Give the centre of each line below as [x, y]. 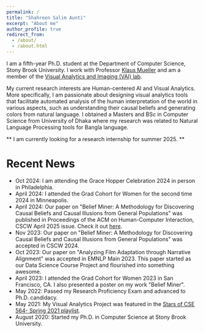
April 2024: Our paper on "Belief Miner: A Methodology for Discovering [104, 207]
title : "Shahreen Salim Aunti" [46, 18]
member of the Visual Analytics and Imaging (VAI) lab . [74, 76]
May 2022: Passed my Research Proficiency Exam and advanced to [100, 291]
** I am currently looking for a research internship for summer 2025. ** [96, 139]
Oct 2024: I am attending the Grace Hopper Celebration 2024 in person [105, 180]
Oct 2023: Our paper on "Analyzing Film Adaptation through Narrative [103, 252]
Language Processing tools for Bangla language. [67, 127]
